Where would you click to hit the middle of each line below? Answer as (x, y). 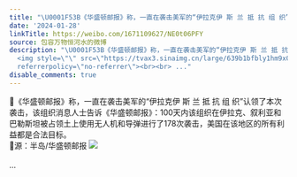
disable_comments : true (53, 75)
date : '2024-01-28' (45, 26)
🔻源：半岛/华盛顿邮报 (48, 145)
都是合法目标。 (44, 135)
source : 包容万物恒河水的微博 (58, 42)
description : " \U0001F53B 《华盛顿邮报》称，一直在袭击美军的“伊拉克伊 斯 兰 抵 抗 (149, 50)
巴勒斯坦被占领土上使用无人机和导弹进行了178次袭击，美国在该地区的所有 (143, 123)
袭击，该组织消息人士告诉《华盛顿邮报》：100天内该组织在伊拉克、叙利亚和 (145, 112)
